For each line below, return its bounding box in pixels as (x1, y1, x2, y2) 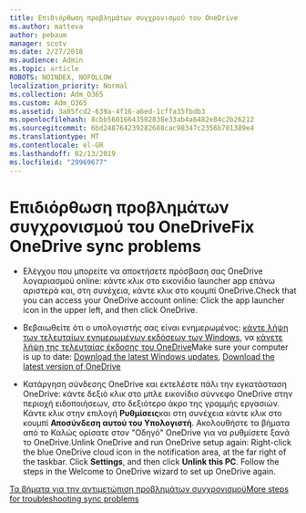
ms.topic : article (9, 65, 79, 74)
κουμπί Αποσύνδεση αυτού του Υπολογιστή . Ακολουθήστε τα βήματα (22, 417, 291, 429)
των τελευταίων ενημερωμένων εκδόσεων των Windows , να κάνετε (22, 332, 284, 343)
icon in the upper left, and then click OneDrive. (22, 305, 199, 316)
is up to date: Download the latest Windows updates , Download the (22, 351, 275, 362)
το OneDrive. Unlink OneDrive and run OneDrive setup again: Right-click (22, 437, 291, 448)
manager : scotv (9, 38, 67, 48)
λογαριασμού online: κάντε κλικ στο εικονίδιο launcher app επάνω (22, 276, 275, 287)
